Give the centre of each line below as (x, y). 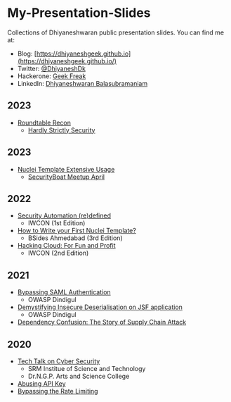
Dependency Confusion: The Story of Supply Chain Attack (102, 322)
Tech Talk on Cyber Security (59, 361)
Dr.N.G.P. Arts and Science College (79, 376)
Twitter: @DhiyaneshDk (52, 68)
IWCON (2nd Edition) (58, 253)
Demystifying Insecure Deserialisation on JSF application (100, 307)
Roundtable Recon (44, 123)
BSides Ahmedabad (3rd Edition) (75, 238)
